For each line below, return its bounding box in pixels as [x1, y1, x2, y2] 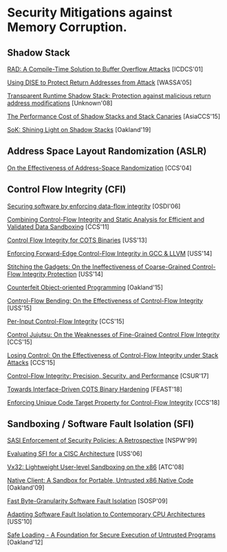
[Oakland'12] [7, 538, 43, 547]
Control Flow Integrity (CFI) [7, 184, 127, 195]
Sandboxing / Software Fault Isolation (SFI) [7, 418, 195, 430]
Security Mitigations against [7, 5, 173, 21]
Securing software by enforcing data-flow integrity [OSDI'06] [7, 201, 181, 210]
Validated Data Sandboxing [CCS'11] [7, 222, 109, 231]
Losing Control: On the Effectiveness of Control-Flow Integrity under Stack [7, 351, 219, 359]
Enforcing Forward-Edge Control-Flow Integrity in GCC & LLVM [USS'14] [7, 249, 213, 257]
